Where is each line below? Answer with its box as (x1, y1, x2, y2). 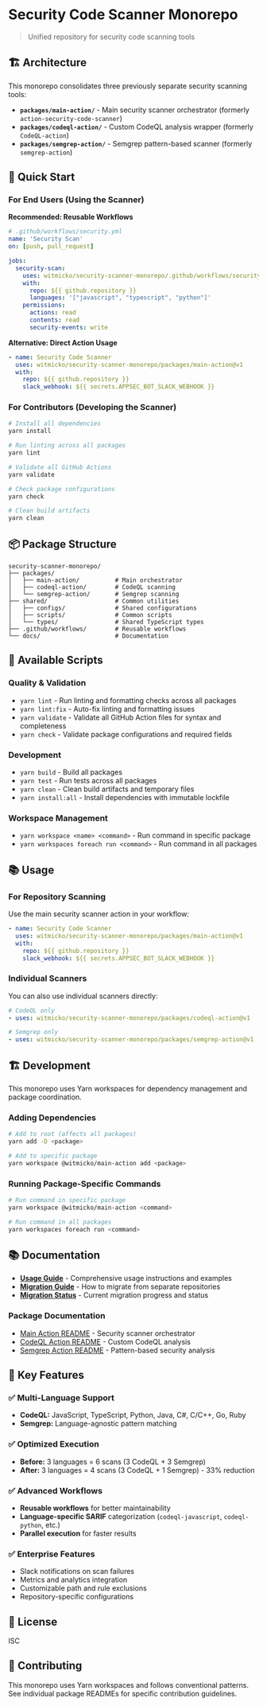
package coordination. (8, 1092, 82, 1102)
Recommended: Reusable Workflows (8, 213, 133, 222)
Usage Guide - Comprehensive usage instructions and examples (19, 1274, 232, 1283)
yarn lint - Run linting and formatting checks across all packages (19, 695, 237, 705)
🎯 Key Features (8, 1368, 85, 1382)
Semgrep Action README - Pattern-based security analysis (19, 1345, 215, 1355)
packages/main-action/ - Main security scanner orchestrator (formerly (19, 105, 250, 115)
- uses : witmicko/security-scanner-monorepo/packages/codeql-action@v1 (8, 1013, 250, 1022)
